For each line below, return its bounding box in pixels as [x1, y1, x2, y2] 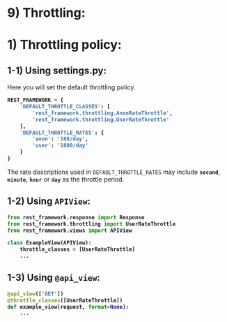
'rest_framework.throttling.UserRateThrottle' [32, 116, 170, 123]
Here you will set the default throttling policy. [7, 83, 136, 92]
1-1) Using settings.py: [7, 64, 107, 76]
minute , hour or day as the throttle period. [7, 175, 125, 183]
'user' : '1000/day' [32, 142, 89, 149]
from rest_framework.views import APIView [7, 227, 132, 234]
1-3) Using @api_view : [7, 272, 101, 284]
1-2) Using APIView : [7, 196, 91, 207]
